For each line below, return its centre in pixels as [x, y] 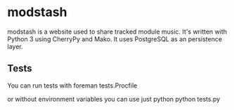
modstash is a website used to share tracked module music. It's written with [117, 32]
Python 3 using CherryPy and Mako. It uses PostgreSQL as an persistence [115, 39]
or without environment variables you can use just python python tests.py [114, 99]
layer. [15, 46]
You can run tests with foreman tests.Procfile [72, 85]
